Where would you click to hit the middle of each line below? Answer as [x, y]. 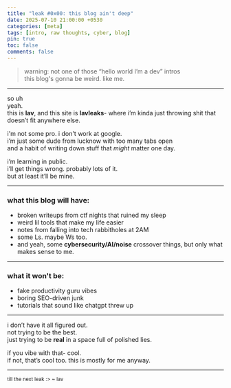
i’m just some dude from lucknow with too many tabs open [90, 141]
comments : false [30, 52]
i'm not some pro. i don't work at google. [65, 133]
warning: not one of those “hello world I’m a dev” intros [102, 71]
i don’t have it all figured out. [47, 325]
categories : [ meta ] [35, 26]
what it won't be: [36, 276]
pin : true [21, 39]
